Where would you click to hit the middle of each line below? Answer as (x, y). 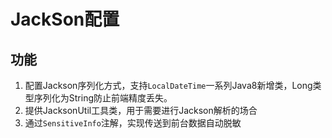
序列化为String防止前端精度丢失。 (103, 98)
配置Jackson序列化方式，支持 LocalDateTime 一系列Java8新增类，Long (168, 85)
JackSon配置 (65, 19)
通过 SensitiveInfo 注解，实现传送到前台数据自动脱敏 (133, 123)
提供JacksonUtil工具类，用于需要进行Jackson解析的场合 (141, 110)
